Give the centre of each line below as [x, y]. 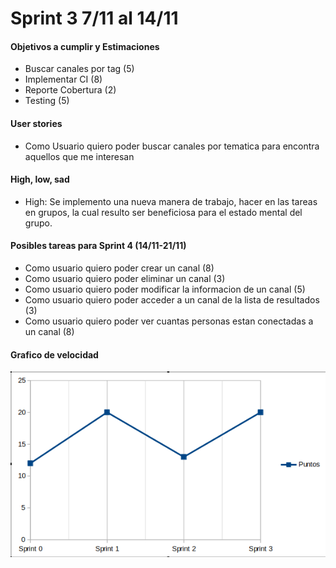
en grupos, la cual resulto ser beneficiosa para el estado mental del [163, 212]
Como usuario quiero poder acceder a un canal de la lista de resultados [172, 300]
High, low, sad [40, 179]
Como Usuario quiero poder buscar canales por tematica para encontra [172, 146]
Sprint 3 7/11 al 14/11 [94, 18]
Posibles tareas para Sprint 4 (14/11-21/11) [98, 246]
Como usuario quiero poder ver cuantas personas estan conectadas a [169, 321]
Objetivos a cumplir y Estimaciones [85, 46]
